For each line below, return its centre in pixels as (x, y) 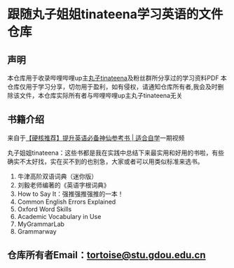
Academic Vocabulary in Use (59, 216)
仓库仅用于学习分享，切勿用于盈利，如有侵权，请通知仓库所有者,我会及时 (113, 87)
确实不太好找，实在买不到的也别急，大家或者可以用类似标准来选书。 (105, 161)
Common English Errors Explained (67, 202)
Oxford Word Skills (44, 209)
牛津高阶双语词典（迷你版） (57, 176)
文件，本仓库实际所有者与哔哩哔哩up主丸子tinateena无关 (101, 96)
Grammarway (37, 231)
